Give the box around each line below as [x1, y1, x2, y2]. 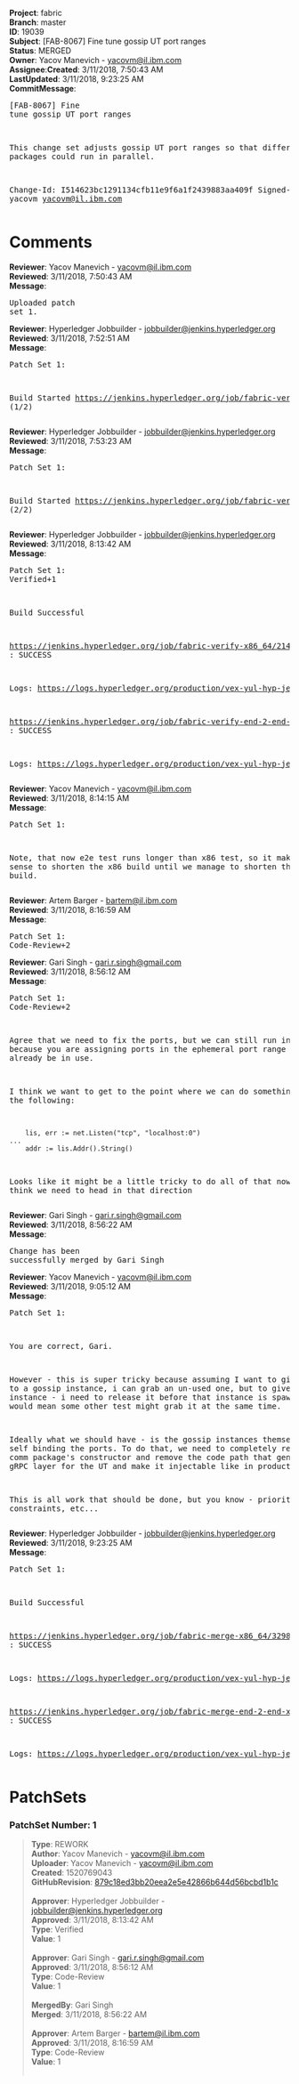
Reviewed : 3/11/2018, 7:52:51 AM [9, 333, 131, 343]
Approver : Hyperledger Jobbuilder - [30, 1895, 166, 1907]
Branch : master [9, 17, 67, 28]
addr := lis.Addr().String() [25, 1143, 133, 1153]
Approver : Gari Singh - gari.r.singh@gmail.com [30, 1952, 205, 1963]
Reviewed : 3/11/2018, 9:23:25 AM [9, 1537, 133, 1547]
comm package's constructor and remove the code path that [9, 1452, 273, 1462]
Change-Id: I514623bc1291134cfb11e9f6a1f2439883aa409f [9, 185, 254, 195]
